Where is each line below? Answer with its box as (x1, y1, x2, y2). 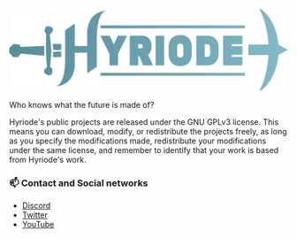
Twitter (21, 209, 49, 220)
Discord (21, 200, 51, 211)
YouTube (21, 219, 55, 229)
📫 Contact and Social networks (9, 177, 148, 189)
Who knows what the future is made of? (9, 99, 155, 110)
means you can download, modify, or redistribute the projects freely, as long (9, 126, 287, 136)
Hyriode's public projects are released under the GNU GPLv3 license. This (9, 116, 279, 127)
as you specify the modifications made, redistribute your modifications (9, 135, 267, 146)
